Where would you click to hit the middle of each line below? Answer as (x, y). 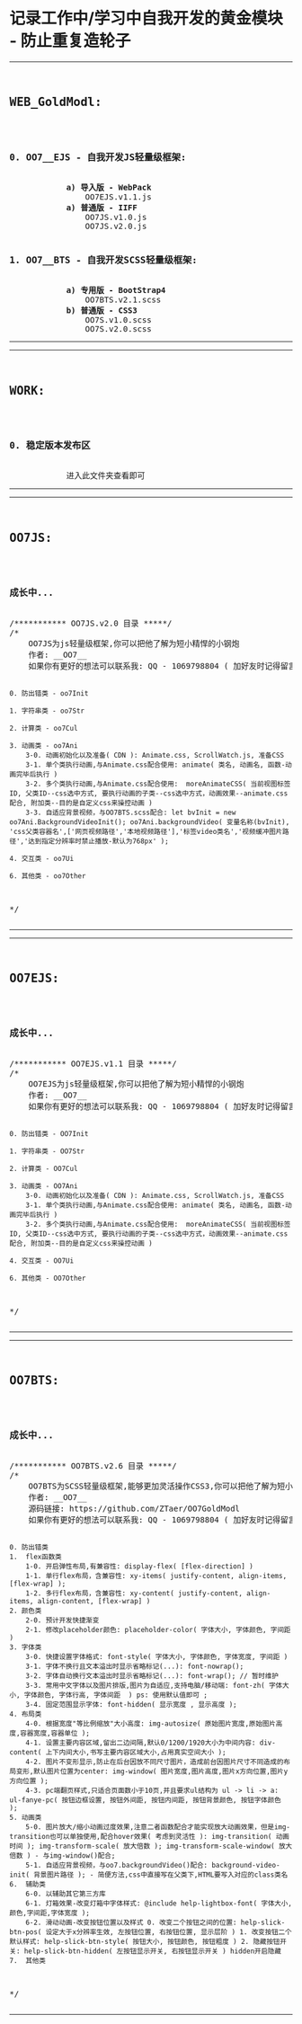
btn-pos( (26, 1932)
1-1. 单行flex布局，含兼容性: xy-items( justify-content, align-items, (156, 1576)
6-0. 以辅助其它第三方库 (66, 1894)
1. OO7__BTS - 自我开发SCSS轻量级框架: (103, 260)
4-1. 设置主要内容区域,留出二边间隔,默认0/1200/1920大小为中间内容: (141, 1743)
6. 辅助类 (28, 1884)
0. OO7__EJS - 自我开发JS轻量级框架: (98, 157)
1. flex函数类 (36, 1557)
